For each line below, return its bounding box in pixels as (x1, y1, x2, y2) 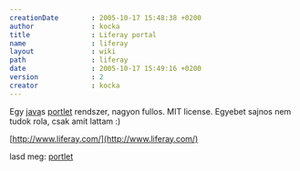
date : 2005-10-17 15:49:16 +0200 (9, 65, 202, 74)
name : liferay (9, 38, 129, 48)
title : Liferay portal (9, 30, 157, 39)
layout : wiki (9, 47, 117, 56)
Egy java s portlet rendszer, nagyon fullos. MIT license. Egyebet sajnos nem (9, 106, 292, 116)
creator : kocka (9, 81, 120, 90)
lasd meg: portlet (9, 151, 74, 162)
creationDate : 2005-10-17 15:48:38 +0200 (9, 13, 202, 23)
